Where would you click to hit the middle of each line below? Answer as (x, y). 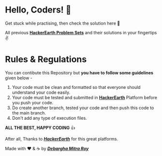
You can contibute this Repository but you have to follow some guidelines (79, 72)
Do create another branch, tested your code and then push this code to (83, 108)
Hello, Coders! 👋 (38, 10)
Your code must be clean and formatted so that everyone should (76, 87)
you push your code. (33, 102)
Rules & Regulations (46, 59)
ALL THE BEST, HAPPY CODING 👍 (40, 128)
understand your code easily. (41, 92)
